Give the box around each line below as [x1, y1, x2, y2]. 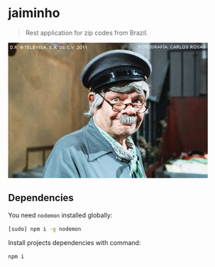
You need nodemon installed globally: [8, 211, 113, 219]
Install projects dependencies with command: [8, 238, 141, 246]
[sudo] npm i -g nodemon [8, 225, 82, 232]
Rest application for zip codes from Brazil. [25, 28, 148, 37]
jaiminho [8, 5, 60, 21]
